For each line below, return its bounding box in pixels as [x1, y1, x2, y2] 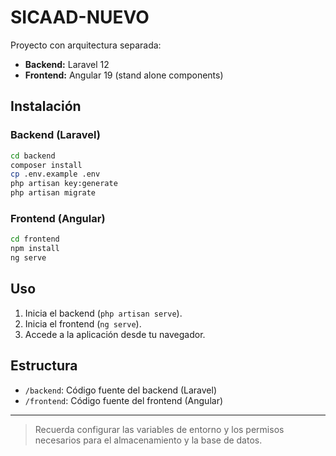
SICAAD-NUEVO [10, 6, 150, 29]
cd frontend [10, 234, 60, 245]
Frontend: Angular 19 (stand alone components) [24, 69, 224, 81]
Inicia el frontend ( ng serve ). [24, 317, 142, 330]
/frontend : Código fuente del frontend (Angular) [24, 394, 224, 406]
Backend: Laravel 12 [24, 58, 110, 70]
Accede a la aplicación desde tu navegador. [24, 328, 206, 340]
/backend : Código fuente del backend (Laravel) [24, 384, 217, 396]
